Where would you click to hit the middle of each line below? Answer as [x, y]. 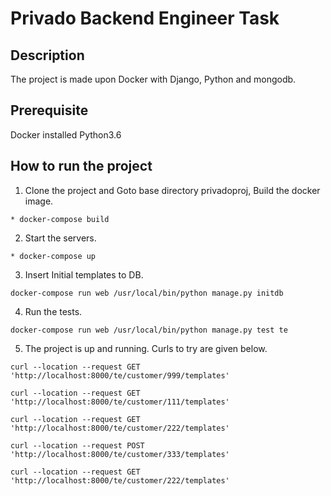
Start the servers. [60, 238]
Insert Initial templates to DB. [84, 274]
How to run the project [81, 166]
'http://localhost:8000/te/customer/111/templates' [120, 402]
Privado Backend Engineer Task [145, 18]
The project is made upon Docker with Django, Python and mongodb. [153, 79]
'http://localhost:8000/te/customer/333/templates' [120, 454]
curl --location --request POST [77, 445]
